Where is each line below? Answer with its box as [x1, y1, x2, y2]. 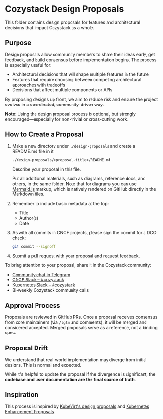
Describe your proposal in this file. [12, 166, 81, 172]
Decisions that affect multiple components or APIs [12, 87, 113, 93]
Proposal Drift [5, 344, 48, 352]
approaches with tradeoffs [12, 82, 66, 87]
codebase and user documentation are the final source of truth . [5, 377, 136, 383]
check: [12, 235, 26, 241]
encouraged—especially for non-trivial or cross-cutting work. [5, 116, 128, 122]
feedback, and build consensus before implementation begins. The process [5, 57, 157, 63]
